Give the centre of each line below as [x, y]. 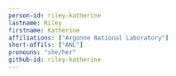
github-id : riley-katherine [55, 60]
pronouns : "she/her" [43, 52]
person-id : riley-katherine [55, 15]
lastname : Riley [35, 23]
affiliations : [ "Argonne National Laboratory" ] [89, 38]
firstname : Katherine [44, 30]
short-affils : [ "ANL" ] [46, 45]
